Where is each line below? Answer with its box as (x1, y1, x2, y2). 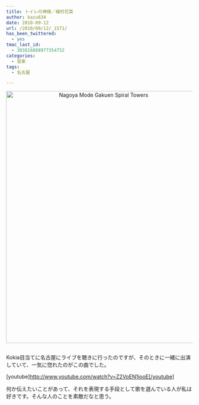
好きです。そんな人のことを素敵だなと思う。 (6, 393, 114, 400)
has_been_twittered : (6, 31, 57, 37)
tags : (6, 63, 20, 70)
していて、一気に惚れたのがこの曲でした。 (6, 361, 110, 368)
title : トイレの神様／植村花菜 (6, 8, 73, 15)
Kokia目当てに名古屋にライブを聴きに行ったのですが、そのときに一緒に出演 (6, 354, 191, 361)
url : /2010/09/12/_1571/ (6, 25, 68, 31)
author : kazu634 (6, 14, 46, 20)
